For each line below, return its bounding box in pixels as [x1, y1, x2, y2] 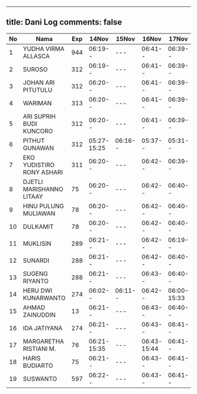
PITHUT [23, 136, 45, 145]
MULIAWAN [23, 209, 56, 218]
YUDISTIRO [23, 161, 55, 169]
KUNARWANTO [23, 293, 66, 302]
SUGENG [23, 269, 48, 278]
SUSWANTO [23, 375, 57, 383]
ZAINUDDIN [23, 310, 56, 319]
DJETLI [23, 178, 43, 186]
